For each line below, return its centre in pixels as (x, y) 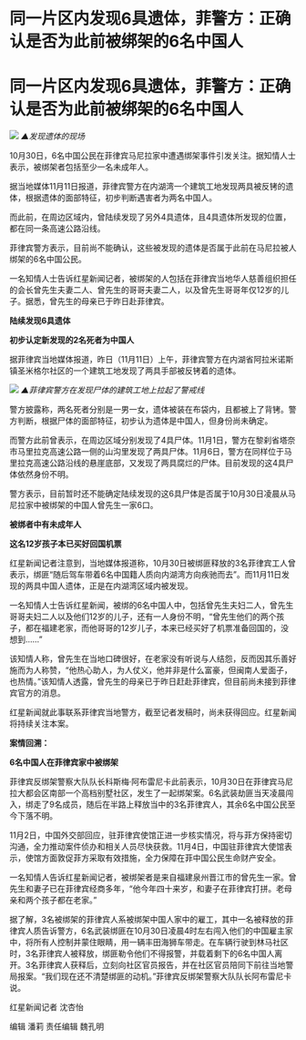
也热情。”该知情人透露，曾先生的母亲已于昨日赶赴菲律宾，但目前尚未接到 (145, 682)
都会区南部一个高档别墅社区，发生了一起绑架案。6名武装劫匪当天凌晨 (155, 793)
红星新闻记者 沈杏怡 (46, 1007)
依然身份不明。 (45, 474)
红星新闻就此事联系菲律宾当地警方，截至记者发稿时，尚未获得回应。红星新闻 (153, 712)
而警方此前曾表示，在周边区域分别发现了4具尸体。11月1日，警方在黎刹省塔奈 (153, 440)
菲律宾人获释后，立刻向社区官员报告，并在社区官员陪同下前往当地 (162, 965)
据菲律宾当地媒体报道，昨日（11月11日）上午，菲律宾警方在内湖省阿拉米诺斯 (152, 360)
